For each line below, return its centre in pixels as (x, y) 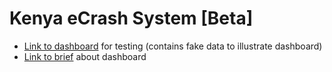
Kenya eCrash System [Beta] (131, 18)
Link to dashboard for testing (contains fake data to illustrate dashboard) (173, 46)
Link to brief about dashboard (85, 56)
